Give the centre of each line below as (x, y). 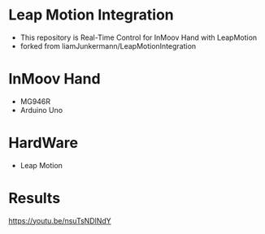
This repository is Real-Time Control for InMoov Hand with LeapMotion (139, 37)
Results (35, 198)
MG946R (35, 101)
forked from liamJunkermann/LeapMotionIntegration (108, 45)
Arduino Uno (41, 110)
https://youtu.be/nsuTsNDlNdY (60, 220)
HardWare (43, 143)
